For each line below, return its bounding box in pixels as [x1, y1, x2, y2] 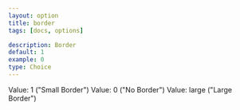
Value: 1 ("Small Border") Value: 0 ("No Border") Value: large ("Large [8, 84, 233, 94]
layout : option [8, 11, 59, 20]
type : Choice [8, 63, 52, 72]
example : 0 [8, 56, 45, 64]
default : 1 [8, 49, 45, 57]
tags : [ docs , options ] [8, 26, 84, 34]
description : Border [8, 41, 77, 49]
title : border [8, 19, 56, 27]
